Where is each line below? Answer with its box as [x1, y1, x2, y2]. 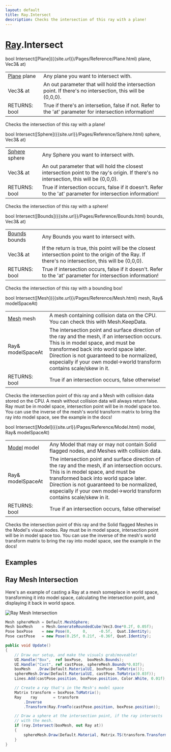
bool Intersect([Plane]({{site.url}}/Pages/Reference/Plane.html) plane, [5, 56, 152, 62]
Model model [8, 444, 39, 451]
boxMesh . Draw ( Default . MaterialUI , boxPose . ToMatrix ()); [14, 666, 145, 672]
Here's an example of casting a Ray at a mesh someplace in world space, [5, 589, 159, 595]
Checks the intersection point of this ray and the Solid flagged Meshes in [5, 522, 158, 528]
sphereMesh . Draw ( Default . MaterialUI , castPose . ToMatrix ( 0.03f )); [14, 671, 156, 677]
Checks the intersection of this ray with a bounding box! [5, 285, 123, 291]
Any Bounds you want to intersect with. [42, 233, 136, 240]
